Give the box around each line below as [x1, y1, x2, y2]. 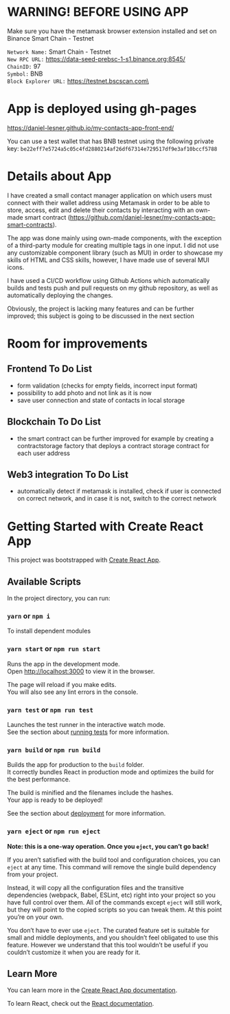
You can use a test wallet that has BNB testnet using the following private [7, 137, 214, 145]
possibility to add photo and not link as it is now [16, 388, 152, 397]
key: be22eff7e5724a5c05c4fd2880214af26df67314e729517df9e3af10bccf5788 [7, 144, 218, 152]
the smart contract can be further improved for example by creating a [16, 434, 214, 443]
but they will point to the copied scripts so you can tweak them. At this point [7, 905, 222, 913]
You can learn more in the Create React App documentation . [7, 986, 178, 995]
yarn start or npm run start [7, 644, 101, 654]
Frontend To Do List [7, 363, 93, 375]
